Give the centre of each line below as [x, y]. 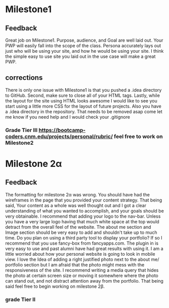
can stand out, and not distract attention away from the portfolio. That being [84, 281]
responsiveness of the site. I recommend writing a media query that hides [82, 270]
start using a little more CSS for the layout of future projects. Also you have [83, 106]
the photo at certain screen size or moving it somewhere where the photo [82, 276]
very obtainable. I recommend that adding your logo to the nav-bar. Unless [83, 216]
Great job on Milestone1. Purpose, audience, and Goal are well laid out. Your [84, 40]
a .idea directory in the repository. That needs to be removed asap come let [84, 111]
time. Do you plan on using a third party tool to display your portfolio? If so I [84, 237]
